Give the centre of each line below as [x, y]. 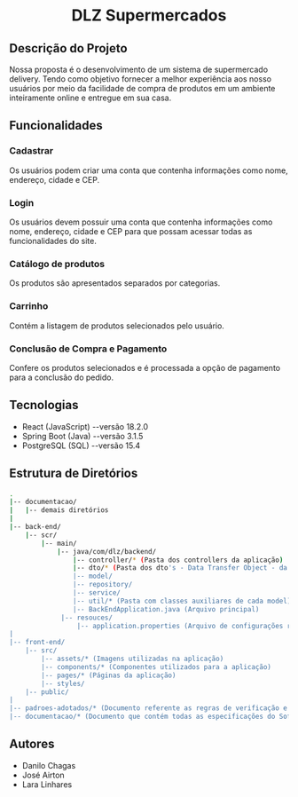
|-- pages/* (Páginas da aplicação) [109, 675]
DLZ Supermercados [149, 16]
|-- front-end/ [37, 643]
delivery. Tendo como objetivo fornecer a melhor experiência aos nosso [141, 79]
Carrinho [29, 306]
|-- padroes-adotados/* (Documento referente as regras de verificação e [149, 708]
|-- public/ [47, 692]
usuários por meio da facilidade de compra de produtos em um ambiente [142, 88]
